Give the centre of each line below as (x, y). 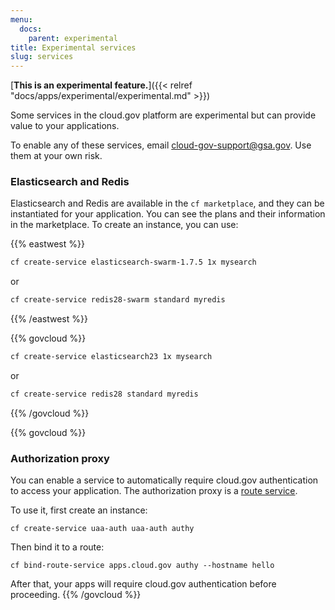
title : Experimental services (73, 47)
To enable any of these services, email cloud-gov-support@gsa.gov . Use (161, 145)
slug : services (42, 57)
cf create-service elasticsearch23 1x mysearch (111, 357)
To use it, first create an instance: (79, 510)
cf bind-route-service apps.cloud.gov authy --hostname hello (142, 566)
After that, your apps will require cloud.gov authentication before (143, 584)
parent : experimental (73, 38)
